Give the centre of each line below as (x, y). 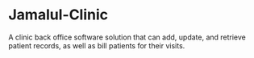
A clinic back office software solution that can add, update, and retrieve (127, 37)
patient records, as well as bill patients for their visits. (97, 45)
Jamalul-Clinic (58, 15)
